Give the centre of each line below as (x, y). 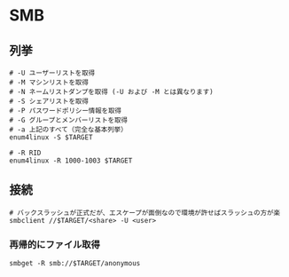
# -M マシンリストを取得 (49, 83)
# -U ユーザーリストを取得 (52, 73)
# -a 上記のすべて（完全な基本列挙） (68, 130)
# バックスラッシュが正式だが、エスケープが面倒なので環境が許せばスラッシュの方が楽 (145, 213)
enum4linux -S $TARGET (51, 138)
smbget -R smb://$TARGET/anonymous (75, 264)
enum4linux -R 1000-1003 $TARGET (71, 161)
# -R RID (25, 153)
